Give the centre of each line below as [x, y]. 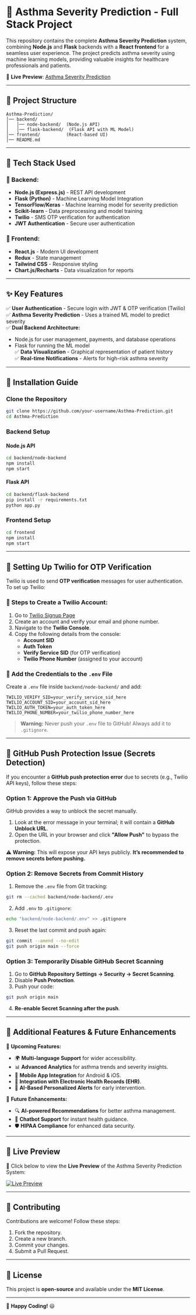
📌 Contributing [33, 1207]
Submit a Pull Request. [41, 1251]
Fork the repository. [38, 1233]
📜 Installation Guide [42, 382]
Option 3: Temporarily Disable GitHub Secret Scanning [85, 961]
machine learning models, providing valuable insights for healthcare [87, 59]
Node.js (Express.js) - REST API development [70, 192]
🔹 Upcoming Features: [34, 1046]
